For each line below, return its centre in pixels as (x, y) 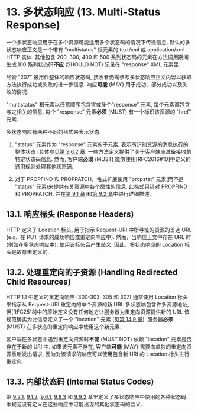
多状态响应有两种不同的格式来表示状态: (54, 131)
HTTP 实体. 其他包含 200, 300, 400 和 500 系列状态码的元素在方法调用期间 (98, 57)
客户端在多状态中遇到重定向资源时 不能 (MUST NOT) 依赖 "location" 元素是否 (99, 339)
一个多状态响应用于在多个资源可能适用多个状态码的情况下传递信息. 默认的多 (98, 42)
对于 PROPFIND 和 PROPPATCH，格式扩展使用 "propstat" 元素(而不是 (99, 179)
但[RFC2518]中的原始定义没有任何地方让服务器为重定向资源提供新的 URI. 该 (98, 312)
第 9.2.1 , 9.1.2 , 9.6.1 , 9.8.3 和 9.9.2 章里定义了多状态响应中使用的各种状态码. (97, 397)
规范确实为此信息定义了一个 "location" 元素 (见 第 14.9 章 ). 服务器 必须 (90, 319)
